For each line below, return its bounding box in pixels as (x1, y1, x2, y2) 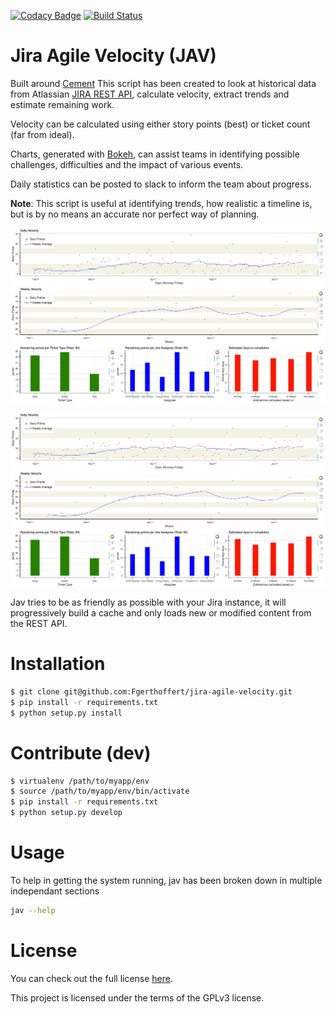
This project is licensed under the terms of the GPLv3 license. (10, 991, 265, 1004)
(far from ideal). (10, 128, 75, 140)
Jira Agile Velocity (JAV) (10, 45, 217, 67)
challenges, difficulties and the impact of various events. (10, 158, 244, 170)
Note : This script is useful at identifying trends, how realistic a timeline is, (10, 197, 313, 209)
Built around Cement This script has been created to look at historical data (10, 77, 317, 89)
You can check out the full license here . (10, 972, 174, 984)
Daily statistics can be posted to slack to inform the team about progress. (10, 178, 312, 190)
